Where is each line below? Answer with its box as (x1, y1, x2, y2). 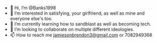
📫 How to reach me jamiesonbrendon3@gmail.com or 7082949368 (10, 32, 152, 38)
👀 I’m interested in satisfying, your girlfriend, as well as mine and (10, 10, 145, 16)
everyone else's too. (10, 16, 53, 21)
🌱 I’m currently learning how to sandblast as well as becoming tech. (10, 21, 151, 27)
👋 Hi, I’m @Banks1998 (10, 5, 56, 11)
